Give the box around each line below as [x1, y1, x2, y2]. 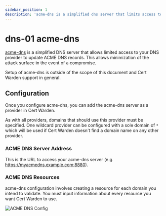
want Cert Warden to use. [5, 196, 58, 202]
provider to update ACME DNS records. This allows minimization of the [5, 55, 149, 61]
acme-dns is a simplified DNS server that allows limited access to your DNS [5, 49, 159, 55]
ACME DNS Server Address [5, 145, 72, 152]
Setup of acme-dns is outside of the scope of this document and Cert [5, 70, 147, 76]
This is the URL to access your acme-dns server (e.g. [5, 156, 114, 162]
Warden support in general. [5, 75, 61, 81]
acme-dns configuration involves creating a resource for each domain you [5, 185, 157, 191]
